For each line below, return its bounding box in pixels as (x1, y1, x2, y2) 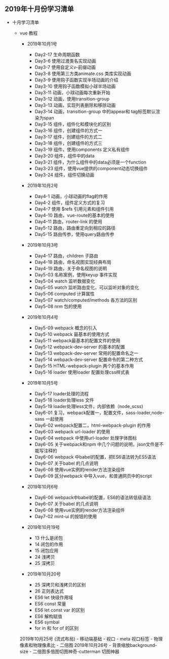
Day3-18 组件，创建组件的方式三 (34, 140, 103, 146)
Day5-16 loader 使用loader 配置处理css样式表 (34, 369, 130, 375)
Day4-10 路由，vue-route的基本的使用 (34, 212, 114, 218)
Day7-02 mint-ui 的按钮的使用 (34, 513, 97, 519)
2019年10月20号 (27, 571, 61, 577)
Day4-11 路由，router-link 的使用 (34, 218, 102, 224)
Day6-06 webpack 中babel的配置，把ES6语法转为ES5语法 (34, 454, 156, 460)
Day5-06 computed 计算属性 (34, 291, 95, 297)
